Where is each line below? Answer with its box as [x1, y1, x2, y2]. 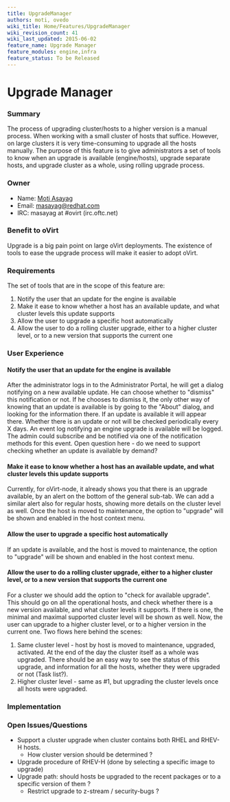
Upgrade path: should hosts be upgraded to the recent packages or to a [16, 772, 221, 781]
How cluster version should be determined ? [27, 750, 153, 759]
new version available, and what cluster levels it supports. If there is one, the [7, 605, 224, 614]
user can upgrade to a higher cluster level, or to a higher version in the [7, 620, 207, 628]
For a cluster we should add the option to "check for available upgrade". [7, 591, 211, 599]
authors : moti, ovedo [7, 17, 69, 23]
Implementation [7, 702, 62, 711]
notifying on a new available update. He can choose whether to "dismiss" [7, 388, 215, 396]
